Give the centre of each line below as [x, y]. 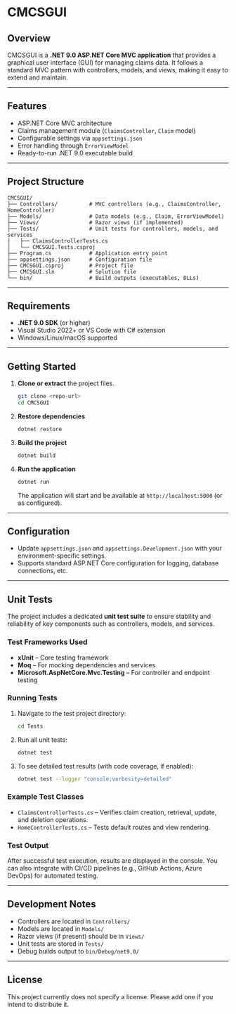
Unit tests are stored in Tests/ [60, 944]
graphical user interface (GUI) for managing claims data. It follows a [105, 63]
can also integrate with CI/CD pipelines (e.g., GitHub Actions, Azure [105, 868]
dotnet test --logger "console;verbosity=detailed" [94, 779]
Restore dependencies [51, 416]
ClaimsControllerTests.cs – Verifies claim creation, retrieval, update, [117, 812]
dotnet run [33, 482]
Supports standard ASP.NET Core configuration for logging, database [118, 563]
